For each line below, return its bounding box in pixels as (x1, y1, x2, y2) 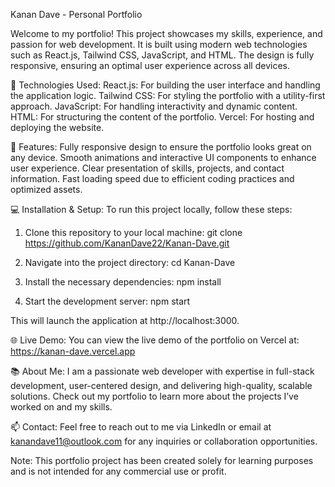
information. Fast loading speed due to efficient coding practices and (10, 173, 295, 184)
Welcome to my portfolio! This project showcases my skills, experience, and (10, 28, 323, 39)
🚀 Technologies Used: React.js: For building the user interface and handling (10, 79, 321, 91)
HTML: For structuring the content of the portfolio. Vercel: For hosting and (10, 111, 315, 123)
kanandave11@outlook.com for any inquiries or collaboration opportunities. (10, 435, 318, 447)
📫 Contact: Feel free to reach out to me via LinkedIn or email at (10, 421, 272, 433)
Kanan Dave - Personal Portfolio (10, 9, 143, 20)
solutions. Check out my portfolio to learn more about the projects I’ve (10, 390, 299, 402)
